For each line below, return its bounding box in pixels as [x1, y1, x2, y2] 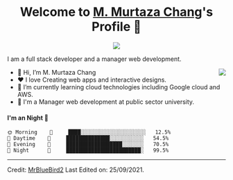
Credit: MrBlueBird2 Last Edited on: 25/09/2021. [7, 165, 144, 174]
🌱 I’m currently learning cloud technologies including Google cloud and [17, 82, 221, 91]
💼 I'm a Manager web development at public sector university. [17, 98, 195, 106]
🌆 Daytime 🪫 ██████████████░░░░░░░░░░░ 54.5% [7, 135, 169, 142]
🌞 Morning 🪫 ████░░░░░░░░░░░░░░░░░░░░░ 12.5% [7, 129, 171, 136]
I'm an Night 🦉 [7, 114, 49, 122]
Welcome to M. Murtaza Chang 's [19, 4, 214, 20]
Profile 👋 [91, 19, 142, 35]
